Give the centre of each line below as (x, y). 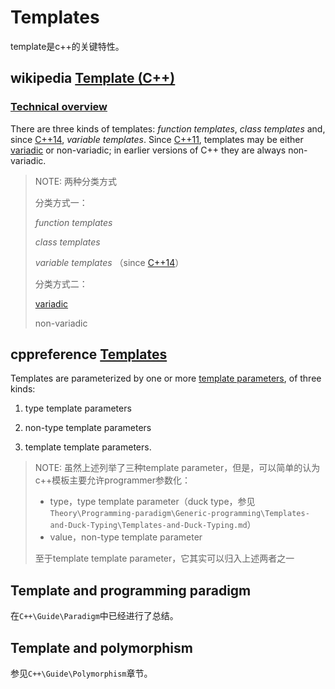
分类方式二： (61, 283)
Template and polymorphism (101, 647)
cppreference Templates (89, 354)
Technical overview (59, 107)
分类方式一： (61, 202)
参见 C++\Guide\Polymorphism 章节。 (81, 673)
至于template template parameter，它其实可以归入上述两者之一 (164, 558)
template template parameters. (88, 447)
